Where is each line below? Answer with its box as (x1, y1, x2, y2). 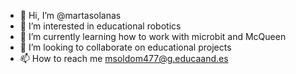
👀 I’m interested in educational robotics (19, 20, 182, 32)
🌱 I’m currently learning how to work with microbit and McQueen (19, 31, 287, 42)
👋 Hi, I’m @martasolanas (19, 10, 122, 21)
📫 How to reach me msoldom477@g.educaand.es (19, 53, 229, 64)
